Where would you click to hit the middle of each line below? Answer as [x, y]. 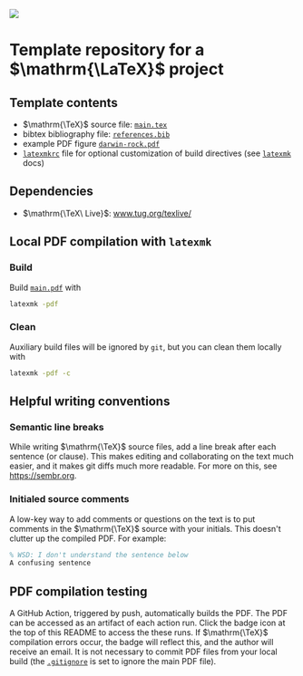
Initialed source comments [69, 499]
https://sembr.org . [43, 476]
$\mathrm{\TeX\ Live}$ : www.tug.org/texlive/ [107, 213]
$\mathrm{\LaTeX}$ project [117, 69]
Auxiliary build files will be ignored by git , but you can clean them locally [146, 347]
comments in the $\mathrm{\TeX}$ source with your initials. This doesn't [145, 528]
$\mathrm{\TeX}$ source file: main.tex [95, 124]
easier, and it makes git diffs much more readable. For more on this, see [143, 466]
